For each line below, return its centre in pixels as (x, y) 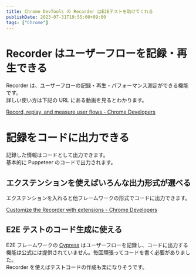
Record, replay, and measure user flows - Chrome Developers (81, 112)
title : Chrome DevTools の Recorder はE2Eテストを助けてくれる (80, 11)
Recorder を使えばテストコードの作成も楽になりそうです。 (77, 267)
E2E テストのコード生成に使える (64, 230)
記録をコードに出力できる (68, 137)
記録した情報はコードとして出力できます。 (57, 155)
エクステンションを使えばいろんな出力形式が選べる (99, 183)
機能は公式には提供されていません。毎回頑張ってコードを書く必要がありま (96, 252)
